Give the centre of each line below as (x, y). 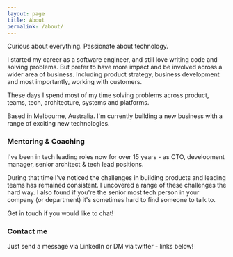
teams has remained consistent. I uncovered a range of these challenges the (117, 185)
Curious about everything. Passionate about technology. (88, 47)
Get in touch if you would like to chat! (61, 213)
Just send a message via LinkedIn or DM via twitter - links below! (101, 246)
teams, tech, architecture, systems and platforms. (78, 103)
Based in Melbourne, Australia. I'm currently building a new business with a (115, 116)
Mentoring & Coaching (46, 142)
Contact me (27, 231)
